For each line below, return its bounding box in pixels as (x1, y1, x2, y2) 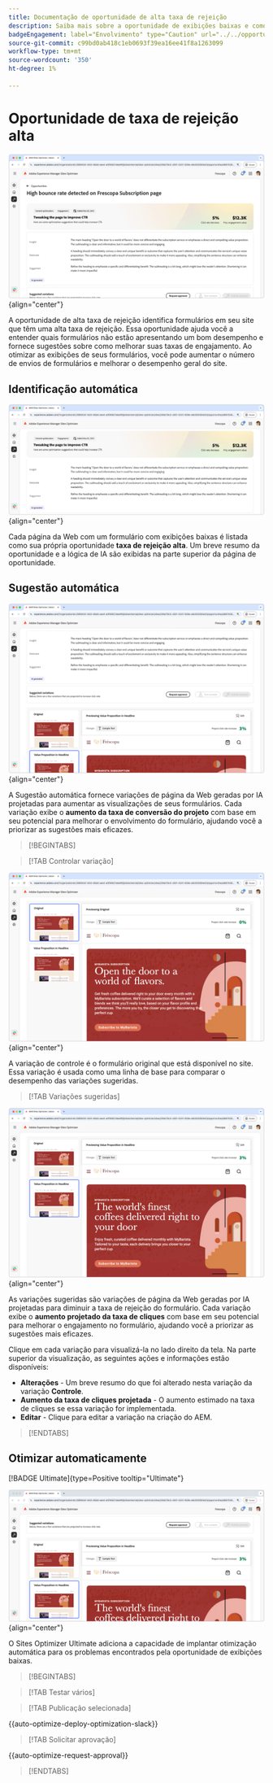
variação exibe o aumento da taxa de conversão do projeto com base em (8, 807, 257, 817)
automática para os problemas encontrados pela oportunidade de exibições (8, 1647, 262, 1657)
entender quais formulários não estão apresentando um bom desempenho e (8, 333, 264, 342)
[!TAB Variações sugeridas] (28, 1092, 120, 1101)
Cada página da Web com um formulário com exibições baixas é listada (8, 532, 249, 542)
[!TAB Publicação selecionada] (28, 1702, 132, 1712)
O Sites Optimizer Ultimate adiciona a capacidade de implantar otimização (8, 1638, 258, 1648)
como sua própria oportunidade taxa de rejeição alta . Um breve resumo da (8, 541, 260, 551)
